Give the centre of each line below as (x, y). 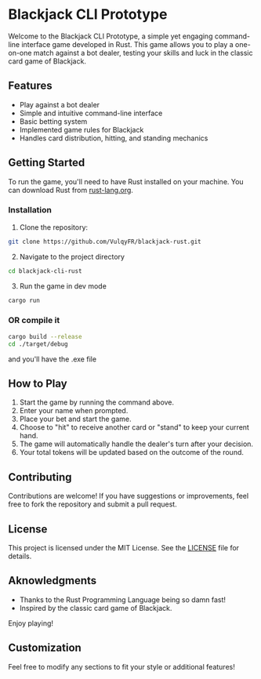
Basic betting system (53, 121)
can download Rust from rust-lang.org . (71, 190)
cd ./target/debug (38, 344)
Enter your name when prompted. (74, 411)
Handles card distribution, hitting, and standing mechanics (114, 138)
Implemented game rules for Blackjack (82, 129)
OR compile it (34, 321)
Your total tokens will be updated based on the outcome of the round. (132, 452)
